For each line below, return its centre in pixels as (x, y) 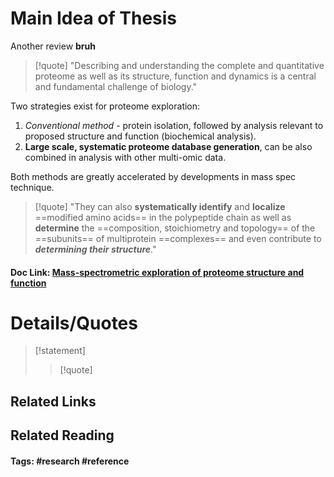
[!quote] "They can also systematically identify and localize (160, 206)
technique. (32, 187)
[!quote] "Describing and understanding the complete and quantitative (179, 65)
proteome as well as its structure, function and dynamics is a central (175, 76)
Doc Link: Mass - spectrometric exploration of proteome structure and (157, 272)
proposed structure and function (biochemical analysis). (140, 136)
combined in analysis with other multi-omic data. (125, 157)
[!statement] (60, 351)
